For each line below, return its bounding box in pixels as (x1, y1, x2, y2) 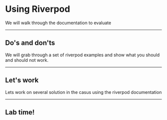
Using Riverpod (5, 3, 71, 15)
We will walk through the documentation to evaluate (5, 20, 111, 26)
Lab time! (5, 108, 35, 117)
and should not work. (5, 57, 49, 63)
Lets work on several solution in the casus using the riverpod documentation (5, 89, 162, 95)
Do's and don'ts (5, 39, 55, 47)
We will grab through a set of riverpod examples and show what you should (5, 52, 160, 58)
